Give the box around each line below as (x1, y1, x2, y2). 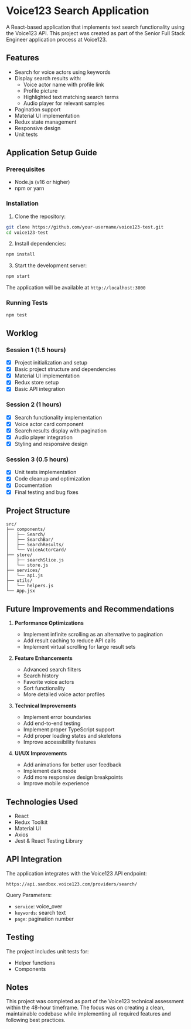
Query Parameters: (6, 891, 52, 898)
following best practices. (6, 1017, 66, 1024)
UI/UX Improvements (14, 750, 67, 757)
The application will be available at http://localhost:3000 (6, 284, 146, 291)
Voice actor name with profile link (23, 81, 104, 88)
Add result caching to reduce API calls (23, 637, 116, 644)
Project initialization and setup (14, 359, 88, 366)
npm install (6, 251, 35, 257)
